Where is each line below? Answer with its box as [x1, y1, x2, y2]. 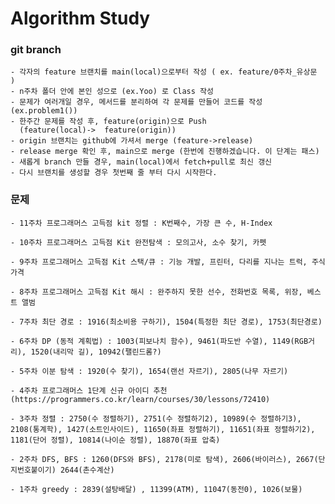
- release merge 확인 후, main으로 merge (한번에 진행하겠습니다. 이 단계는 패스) [10, 147, 320, 157]
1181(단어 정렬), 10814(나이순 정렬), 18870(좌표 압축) [10, 435, 221, 445]
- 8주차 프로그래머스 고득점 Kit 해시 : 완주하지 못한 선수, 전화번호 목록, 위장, [10, 287, 303, 297]
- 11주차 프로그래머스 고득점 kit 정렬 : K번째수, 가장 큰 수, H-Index [10, 218, 273, 228]
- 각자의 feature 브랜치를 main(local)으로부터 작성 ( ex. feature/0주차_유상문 [10, 67, 318, 77]
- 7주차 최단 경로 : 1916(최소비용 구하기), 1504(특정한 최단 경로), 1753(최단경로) [10, 317, 323, 327]
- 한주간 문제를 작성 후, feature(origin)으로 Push [10, 117, 207, 127]
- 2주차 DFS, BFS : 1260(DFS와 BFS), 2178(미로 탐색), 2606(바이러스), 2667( [10, 454, 319, 464]
